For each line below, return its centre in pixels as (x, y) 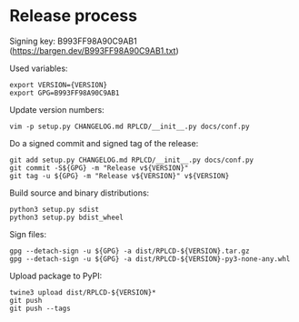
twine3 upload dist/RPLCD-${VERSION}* (83, 292)
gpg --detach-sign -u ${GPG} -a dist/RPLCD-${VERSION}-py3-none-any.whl (150, 259)
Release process (74, 16)
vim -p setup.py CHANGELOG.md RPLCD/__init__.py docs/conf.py (130, 126)
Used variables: (39, 68)
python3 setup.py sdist (55, 209)
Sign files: (28, 234)
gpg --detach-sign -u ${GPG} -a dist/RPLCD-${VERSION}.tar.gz (130, 251)
